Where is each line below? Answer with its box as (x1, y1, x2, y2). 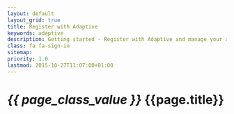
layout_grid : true (7, 17, 61, 24)
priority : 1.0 (7, 56, 49, 63)
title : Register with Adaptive (7, 23, 98, 30)
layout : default (7, 10, 54, 17)
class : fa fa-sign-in (7, 42, 70, 49)
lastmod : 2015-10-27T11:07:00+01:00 (7, 62, 114, 69)
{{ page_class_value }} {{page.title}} (7, 92, 224, 108)
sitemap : (7, 49, 33, 56)
